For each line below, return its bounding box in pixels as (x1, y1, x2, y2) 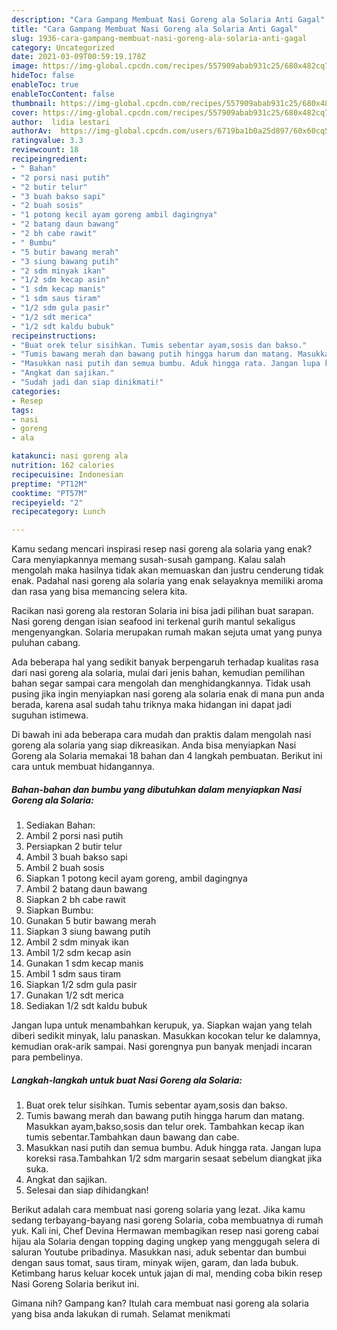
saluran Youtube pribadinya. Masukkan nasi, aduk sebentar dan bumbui (11, 1246, 307, 1258)
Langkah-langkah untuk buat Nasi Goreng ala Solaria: (11, 1074, 243, 1086)
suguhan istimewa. (11, 709, 89, 721)
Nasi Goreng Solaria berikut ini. (11, 1278, 140, 1290)
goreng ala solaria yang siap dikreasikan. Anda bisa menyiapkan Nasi (11, 739, 297, 751)
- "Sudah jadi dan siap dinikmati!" (11, 377, 164, 387)
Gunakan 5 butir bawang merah (25, 915, 157, 927)
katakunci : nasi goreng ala (11, 451, 129, 461)
